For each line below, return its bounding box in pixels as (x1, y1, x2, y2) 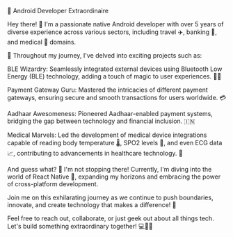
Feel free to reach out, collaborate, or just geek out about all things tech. (7, 214, 214, 222)
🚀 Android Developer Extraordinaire (7, 7, 109, 15)
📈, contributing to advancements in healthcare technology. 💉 (7, 149, 183, 157)
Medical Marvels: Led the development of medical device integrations (7, 131, 207, 139)
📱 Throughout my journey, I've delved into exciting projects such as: (7, 51, 202, 59)
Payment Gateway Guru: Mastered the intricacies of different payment (7, 85, 209, 94)
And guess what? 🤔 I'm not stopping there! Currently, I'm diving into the (7, 165, 212, 173)
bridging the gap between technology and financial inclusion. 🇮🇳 (7, 117, 195, 125)
